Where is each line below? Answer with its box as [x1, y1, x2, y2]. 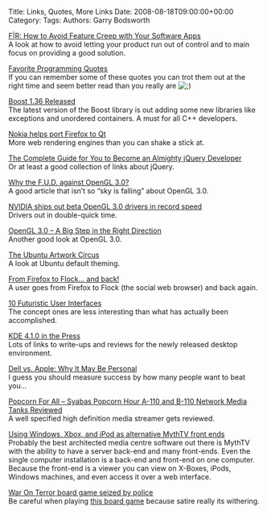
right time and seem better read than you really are [8, 81, 177, 90]
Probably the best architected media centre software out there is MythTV [8, 438, 251, 447]
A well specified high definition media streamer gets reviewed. [8, 414, 216, 423]
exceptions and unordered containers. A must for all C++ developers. [8, 114, 238, 123]
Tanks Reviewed [8, 405, 63, 414]
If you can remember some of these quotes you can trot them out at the [8, 73, 246, 81]
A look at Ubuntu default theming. [8, 259, 121, 268]
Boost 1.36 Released [8, 97, 76, 106]
